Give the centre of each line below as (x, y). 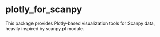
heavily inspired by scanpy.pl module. (45, 28)
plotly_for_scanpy (44, 9)
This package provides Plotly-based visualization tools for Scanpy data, (80, 23)
